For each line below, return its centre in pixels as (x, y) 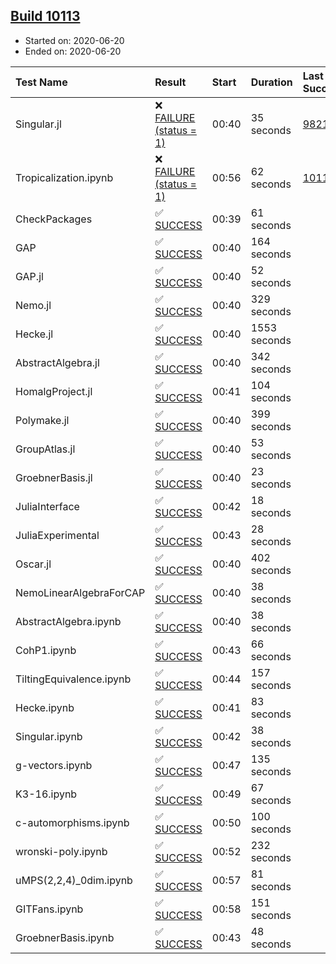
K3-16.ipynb (46, 794)
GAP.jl (29, 276)
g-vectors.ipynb (54, 765)
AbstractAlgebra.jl (57, 362)
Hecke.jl (34, 334)
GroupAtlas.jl (45, 449)
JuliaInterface (47, 506)
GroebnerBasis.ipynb (65, 937)
